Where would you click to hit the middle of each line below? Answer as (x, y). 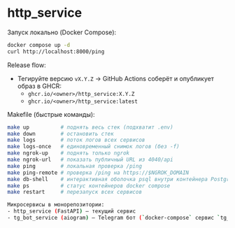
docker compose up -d (39, 45)
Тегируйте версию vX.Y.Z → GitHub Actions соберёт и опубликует (116, 78)
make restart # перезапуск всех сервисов (74, 192)
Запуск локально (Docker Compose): (62, 32)
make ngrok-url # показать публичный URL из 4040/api (90, 160)
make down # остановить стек (60, 134)
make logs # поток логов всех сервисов (76, 140)
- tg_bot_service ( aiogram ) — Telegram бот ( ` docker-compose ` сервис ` (114, 218)
